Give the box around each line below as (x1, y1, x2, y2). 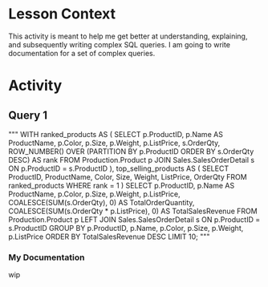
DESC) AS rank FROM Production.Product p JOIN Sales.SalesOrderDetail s (8, 155, 255, 164)
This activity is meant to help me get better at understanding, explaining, (8, 31, 248, 41)
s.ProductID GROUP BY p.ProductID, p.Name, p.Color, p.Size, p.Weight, (8, 223, 244, 232)
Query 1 (8, 108, 48, 122)
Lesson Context (8, 5, 116, 23)
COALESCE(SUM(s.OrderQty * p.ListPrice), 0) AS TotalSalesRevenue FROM (8, 206, 258, 216)
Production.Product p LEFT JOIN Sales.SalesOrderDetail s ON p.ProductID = (8, 214, 261, 224)
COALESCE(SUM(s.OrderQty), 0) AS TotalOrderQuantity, (8, 197, 195, 207)
